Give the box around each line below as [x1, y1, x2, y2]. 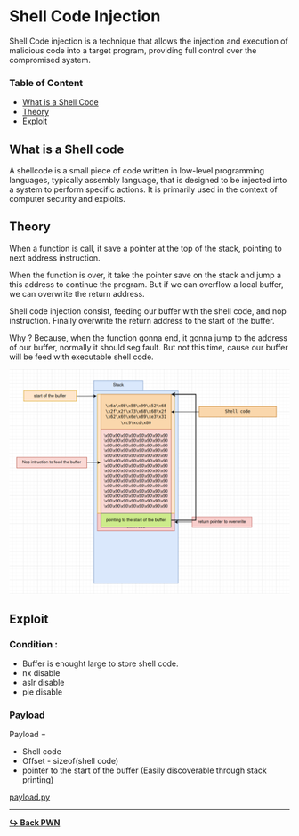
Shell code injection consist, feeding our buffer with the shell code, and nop [9, 305, 287, 317]
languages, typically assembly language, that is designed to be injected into [9, 175, 287, 186]
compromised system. [9, 54, 91, 65]
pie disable [21, 687, 63, 697]
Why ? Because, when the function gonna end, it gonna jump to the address [9, 332, 287, 343]
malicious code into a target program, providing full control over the [9, 44, 257, 55]
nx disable [21, 668, 61, 679]
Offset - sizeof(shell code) [21, 756, 119, 767]
